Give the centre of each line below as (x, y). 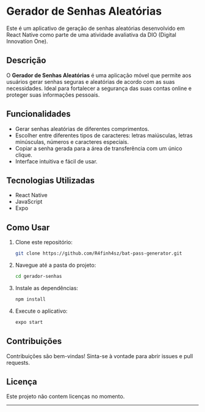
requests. (18, 362)
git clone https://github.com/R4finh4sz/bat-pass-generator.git (99, 253)
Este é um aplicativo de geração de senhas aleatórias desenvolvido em (95, 28)
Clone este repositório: (44, 242)
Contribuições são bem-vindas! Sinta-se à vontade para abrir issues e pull (100, 356)
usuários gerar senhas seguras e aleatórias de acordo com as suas (91, 81)
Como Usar (28, 227)
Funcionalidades (39, 114)
